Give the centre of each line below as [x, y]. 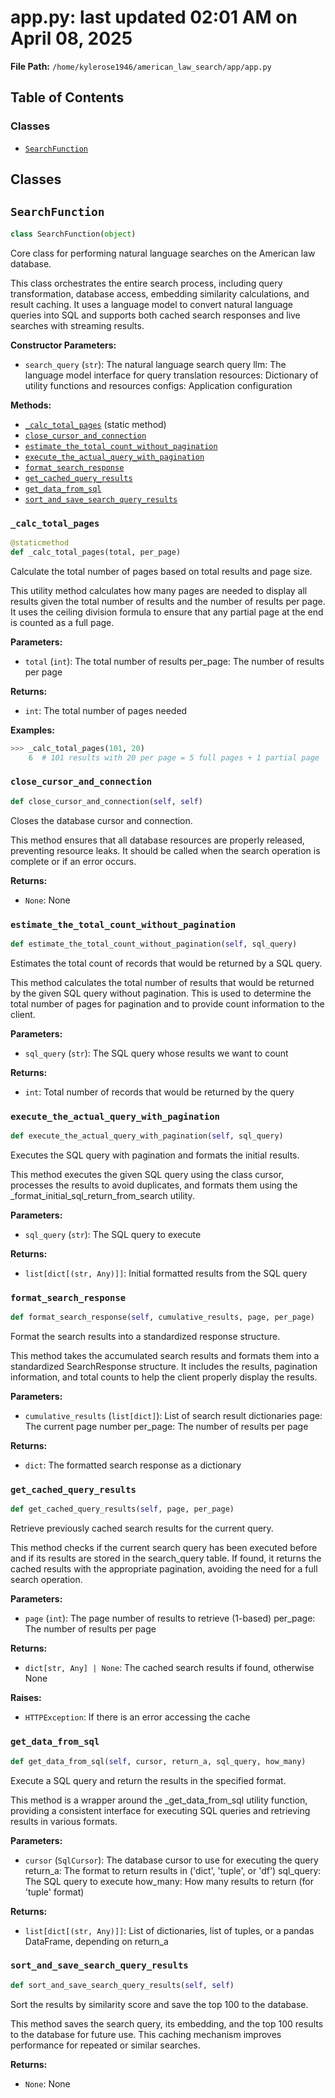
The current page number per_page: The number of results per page [166, 1427]
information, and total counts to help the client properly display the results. [164, 1377]
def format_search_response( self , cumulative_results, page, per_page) [162, 1317]
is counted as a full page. [62, 622]
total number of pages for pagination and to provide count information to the [167, 1003]
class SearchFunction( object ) [73, 234]
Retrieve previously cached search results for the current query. [142, 1528]
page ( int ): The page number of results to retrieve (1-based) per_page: [170, 1618]
